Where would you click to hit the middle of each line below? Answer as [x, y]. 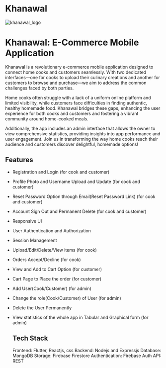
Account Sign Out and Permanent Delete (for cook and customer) [79, 211]
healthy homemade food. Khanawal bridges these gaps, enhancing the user [83, 108]
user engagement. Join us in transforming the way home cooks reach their [82, 139]
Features [19, 160]
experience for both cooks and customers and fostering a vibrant [72, 113]
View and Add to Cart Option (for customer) [57, 269]
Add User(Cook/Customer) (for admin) [52, 288]
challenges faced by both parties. [40, 88]
